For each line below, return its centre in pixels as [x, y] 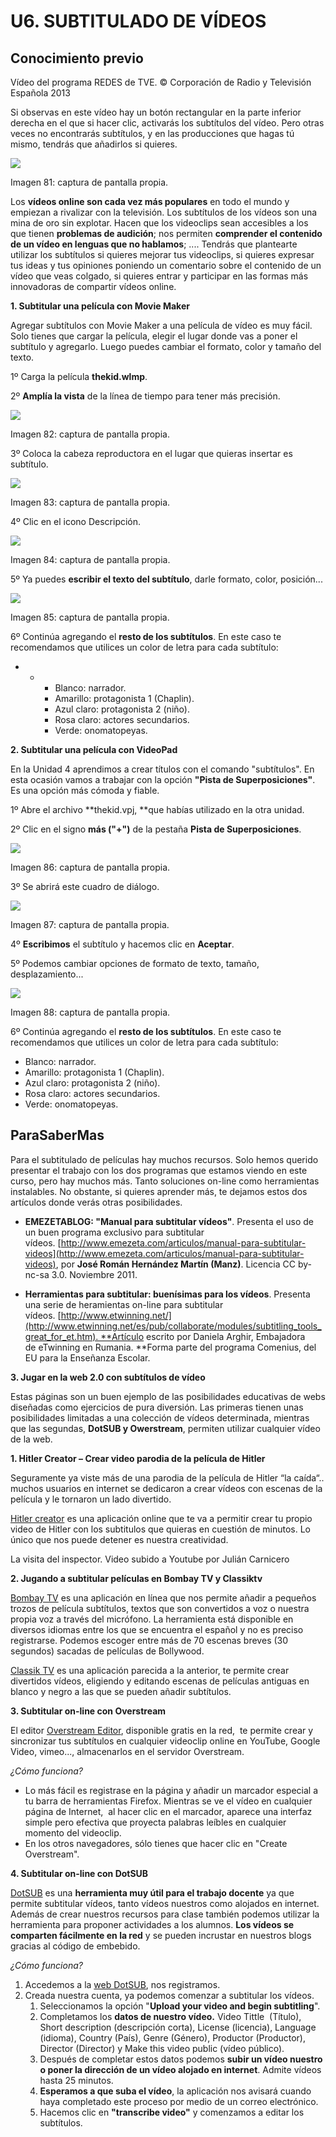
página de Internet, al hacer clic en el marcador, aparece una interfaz [168, 1811]
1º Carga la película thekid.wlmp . [79, 376]
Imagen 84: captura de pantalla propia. [90, 559]
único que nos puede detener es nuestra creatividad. [119, 1539]
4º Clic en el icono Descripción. [76, 521]
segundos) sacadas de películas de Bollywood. [107, 1651]
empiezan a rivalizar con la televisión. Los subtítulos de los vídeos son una [164, 212]
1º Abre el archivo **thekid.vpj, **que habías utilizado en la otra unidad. [157, 809]
